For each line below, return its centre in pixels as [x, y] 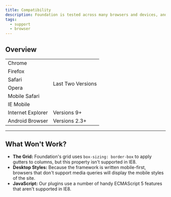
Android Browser [28, 121]
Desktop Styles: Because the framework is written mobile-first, [79, 167]
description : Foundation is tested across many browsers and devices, [82, 15]
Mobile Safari [24, 96]
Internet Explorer [28, 112]
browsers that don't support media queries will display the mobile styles [88, 173]
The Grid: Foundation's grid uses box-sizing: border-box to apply [82, 156]
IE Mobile [19, 104]
